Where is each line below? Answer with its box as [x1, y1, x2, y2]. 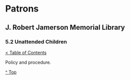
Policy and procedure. [5, 59, 52, 65]
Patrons [5, 3, 39, 15]
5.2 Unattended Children [5, 38, 67, 45]
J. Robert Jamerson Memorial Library [5, 23, 125, 32]
